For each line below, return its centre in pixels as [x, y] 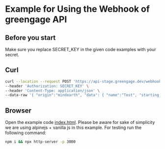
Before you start [30, 38]
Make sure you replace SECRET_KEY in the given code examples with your [81, 49]
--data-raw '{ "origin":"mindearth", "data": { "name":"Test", [71, 95]
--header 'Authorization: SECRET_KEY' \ [47, 86]
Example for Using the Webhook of [77, 9]
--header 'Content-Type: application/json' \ [52, 90]
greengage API [36, 19]
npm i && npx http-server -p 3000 [41, 142]
